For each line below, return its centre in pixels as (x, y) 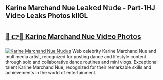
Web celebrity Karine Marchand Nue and (115, 51)
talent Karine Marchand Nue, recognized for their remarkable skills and (78, 67)
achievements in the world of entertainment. (51, 73)
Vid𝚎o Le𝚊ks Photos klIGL (47, 16)
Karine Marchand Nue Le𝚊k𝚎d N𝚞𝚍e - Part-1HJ (80, 8)
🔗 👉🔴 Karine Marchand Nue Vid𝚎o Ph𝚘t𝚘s (73, 37)
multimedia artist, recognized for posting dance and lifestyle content (76, 57)
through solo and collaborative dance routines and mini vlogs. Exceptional (81, 62)
